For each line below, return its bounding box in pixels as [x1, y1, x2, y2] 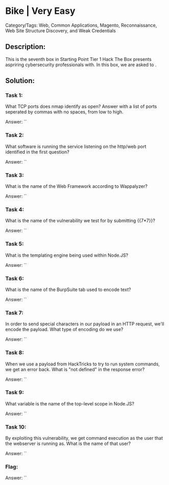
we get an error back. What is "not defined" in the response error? [5, 366, 145, 372]
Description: [5, 43, 46, 51]
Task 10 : [5, 423, 27, 431]
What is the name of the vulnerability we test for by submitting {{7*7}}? [5, 218, 156, 224]
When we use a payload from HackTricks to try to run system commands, [5, 361, 160, 367]
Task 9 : [5, 389, 24, 396]
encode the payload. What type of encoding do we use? [5, 326, 124, 333]
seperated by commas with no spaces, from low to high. [5, 109, 124, 115]
